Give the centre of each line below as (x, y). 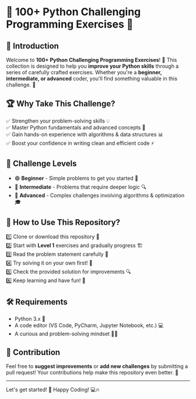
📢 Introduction (33, 46)
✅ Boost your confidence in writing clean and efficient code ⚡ (80, 143)
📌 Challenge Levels (41, 164)
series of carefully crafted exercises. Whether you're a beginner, (84, 72)
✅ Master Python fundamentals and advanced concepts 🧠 (76, 127)
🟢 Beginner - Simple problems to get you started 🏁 (76, 178)
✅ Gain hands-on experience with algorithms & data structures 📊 (85, 134)
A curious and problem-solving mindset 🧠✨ (66, 334)
